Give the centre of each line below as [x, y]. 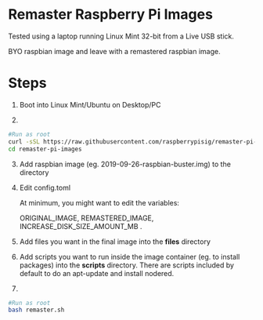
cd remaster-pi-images [45, 149]
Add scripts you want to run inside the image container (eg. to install [130, 256]
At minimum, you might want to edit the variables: [99, 202]
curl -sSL [24, 142]
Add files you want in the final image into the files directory [115, 242]
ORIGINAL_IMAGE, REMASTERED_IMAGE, [86, 218]
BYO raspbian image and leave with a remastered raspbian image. [114, 51]
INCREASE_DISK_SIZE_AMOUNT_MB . [81, 226]
